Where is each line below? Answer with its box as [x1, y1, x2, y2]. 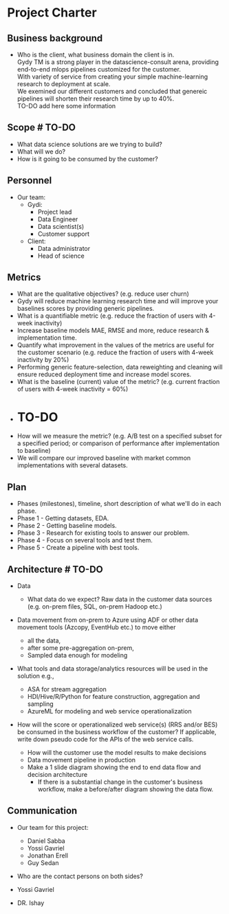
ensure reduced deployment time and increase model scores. [17, 370, 192, 378]
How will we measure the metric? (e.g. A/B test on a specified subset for [17, 432, 222, 440]
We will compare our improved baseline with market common [17, 454, 191, 463]
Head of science [37, 252, 85, 260]
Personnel [7, 174, 52, 187]
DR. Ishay [17, 898, 45, 907]
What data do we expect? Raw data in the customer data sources [27, 595, 212, 603]
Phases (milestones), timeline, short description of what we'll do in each [17, 500, 221, 508]
